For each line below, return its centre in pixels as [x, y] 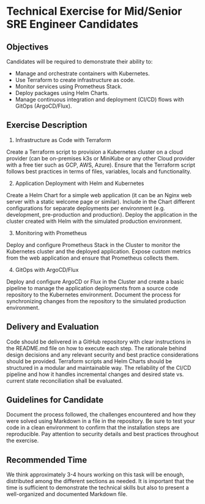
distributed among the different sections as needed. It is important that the [100, 481]
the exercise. [23, 441]
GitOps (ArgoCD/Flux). [43, 106]
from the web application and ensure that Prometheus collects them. [93, 258]
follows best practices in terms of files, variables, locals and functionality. [99, 171]
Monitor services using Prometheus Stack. [69, 86]
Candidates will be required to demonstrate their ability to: [80, 62]
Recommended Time [47, 460]
